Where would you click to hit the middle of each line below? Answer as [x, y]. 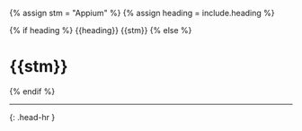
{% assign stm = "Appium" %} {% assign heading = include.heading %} [142, 13]
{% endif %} [32, 91]
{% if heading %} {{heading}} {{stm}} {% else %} [101, 30]
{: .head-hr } [32, 117]
